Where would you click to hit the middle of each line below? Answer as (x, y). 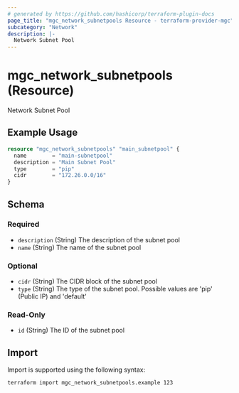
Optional (22, 266)
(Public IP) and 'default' (52, 296)
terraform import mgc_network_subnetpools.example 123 (90, 383)
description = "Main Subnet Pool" (65, 162)
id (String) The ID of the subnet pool (71, 330)
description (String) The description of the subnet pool (99, 239)
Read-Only (27, 315)
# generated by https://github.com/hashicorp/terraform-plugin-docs (111, 14)
